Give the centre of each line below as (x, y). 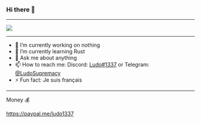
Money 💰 (18, 100)
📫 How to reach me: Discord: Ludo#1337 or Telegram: (82, 65)
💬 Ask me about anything (46, 58)
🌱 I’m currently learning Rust (50, 52)
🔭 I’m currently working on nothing (57, 45)
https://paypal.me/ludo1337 (40, 114)
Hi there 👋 (21, 10)
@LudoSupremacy (38, 73)
